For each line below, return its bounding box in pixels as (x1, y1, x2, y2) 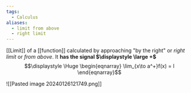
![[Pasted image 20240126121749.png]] (6, 81, 102, 88)
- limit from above (11, 25, 60, 31)
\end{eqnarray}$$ (77, 69, 122, 76)
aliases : (6, 20, 28, 25)
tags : (6, 8, 20, 15)
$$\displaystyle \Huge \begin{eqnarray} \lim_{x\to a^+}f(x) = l (24, 63, 174, 70)
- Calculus (11, 14, 38, 20)
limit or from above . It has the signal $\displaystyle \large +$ (6, 53, 157, 60)
